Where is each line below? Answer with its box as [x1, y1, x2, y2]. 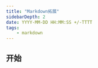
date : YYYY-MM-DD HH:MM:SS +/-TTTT [6, 19, 93, 25]
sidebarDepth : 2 [6, 14, 45, 20]
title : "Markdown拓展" [6, 8, 60, 15]
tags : [6, 24, 19, 31]
